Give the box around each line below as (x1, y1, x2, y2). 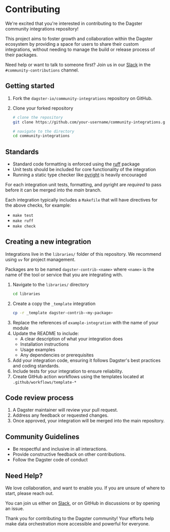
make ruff (12, 218, 34, 224)
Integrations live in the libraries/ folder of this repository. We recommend (5, 251, 161, 257)
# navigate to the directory (12, 128, 75, 134)
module (12, 325, 29, 331)
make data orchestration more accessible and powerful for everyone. (5, 521, 150, 527)
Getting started (5, 82, 55, 90)
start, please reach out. (5, 490, 54, 496)
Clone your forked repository (12, 105, 74, 111)
